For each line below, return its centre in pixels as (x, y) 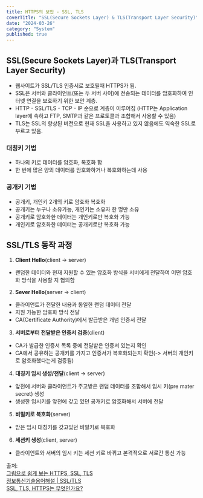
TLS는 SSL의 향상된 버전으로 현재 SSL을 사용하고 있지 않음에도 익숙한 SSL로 (105, 123)
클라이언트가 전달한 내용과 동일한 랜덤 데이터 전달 (73, 305)
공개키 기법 (21, 187)
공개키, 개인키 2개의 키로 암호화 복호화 (60, 201)
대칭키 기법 (21, 148)
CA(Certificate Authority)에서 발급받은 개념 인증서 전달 (81, 320)
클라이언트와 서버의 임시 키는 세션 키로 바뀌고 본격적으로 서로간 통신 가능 (100, 453)
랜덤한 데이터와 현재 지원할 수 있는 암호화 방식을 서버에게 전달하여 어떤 (98, 272)
